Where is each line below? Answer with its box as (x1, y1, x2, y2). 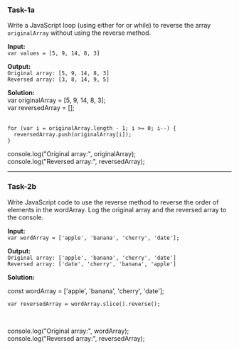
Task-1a (7, 5, 36, 15)
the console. (7, 213, 44, 222)
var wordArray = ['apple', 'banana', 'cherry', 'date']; (7, 234, 180, 241)
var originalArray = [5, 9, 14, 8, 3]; (7, 96, 106, 104)
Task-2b (7, 182, 37, 192)
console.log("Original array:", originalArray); (7, 150, 137, 158)
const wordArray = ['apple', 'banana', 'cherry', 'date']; (7, 286, 165, 295)
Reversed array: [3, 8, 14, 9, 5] (7, 76, 110, 83)
